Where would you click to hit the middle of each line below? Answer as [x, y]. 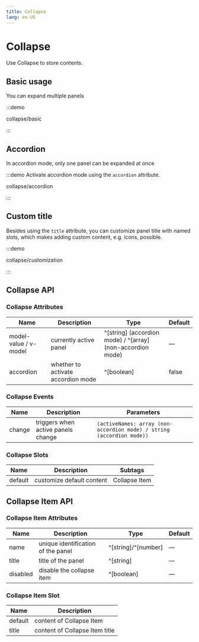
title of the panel [61, 560]
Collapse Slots [27, 455]
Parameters [143, 412]
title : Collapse [26, 12]
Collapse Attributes [35, 307]
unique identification [67, 544]
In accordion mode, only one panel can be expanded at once [80, 163]
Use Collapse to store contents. [44, 63]
